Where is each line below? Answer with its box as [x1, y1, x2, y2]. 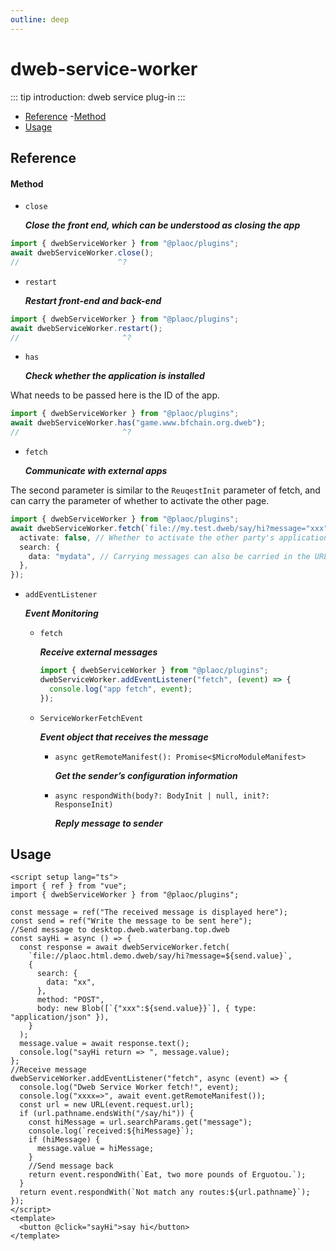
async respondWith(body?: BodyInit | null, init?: [54, 791, 271, 801]
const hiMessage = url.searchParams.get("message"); [28, 1117, 253, 1128]
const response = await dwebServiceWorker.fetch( [19, 942, 230, 953]
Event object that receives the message [39, 731, 209, 743]
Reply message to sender [54, 817, 163, 829]
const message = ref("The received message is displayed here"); [10, 907, 288, 918]
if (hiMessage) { [28, 1135, 101, 1145]
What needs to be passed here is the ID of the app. [10, 389, 220, 401]
